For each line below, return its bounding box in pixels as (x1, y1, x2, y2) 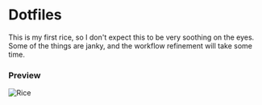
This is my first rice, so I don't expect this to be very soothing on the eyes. (8, 32, 255, 42)
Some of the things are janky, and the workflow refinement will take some (8, 40, 252, 50)
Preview (8, 69, 41, 81)
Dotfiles (8, 6, 62, 24)
